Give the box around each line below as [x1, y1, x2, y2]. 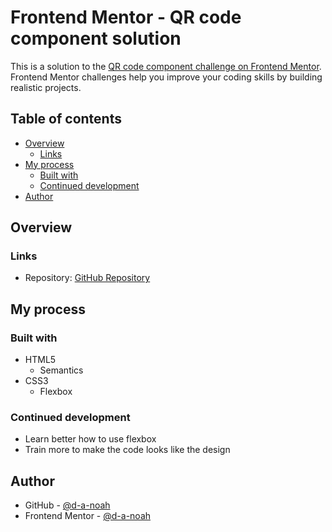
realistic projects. [10, 81, 82, 93]
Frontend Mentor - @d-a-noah [24, 510, 152, 522]
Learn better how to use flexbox [24, 433, 157, 445]
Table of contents [10, 111, 122, 128]
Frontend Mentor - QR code [10, 6, 242, 29]
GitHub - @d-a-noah [24, 499, 111, 511]
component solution [10, 27, 182, 50]
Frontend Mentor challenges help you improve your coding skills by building [10, 71, 323, 83]
